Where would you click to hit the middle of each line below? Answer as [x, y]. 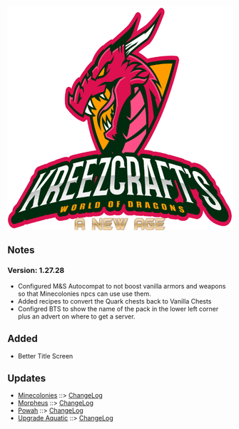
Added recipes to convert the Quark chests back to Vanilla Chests [115, 301]
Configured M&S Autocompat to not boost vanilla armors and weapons [122, 286]
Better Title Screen [45, 356]
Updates [27, 378]
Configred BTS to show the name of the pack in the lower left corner [118, 309]
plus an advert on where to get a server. [76, 316]
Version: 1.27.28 [36, 271]
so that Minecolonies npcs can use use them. [84, 294]
